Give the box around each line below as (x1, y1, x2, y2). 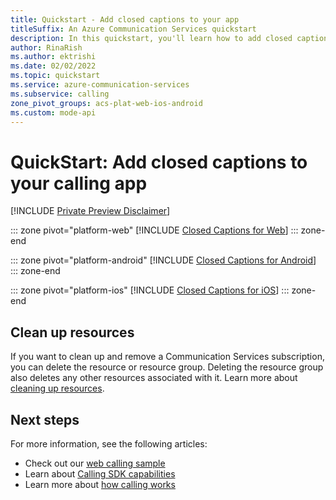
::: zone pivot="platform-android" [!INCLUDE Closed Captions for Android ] (10, 254, 317, 266)
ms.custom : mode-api (10, 107, 97, 118)
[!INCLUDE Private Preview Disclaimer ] (10, 205, 171, 217)
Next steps (10, 411, 80, 428)
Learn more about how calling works (24, 478, 176, 490)
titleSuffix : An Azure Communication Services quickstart (10, 24, 257, 34)
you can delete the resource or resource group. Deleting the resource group (10, 361, 324, 373)
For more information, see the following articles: (10, 437, 208, 450)
